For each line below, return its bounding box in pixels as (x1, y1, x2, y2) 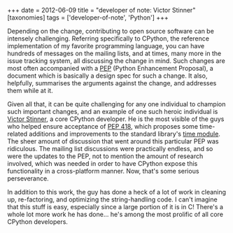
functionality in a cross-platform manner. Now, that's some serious (7, 167, 199, 175)
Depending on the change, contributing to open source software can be (7, 27, 215, 35)
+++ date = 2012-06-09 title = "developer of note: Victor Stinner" (7, 6, 196, 14)
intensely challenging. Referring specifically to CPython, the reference (7, 34, 210, 43)
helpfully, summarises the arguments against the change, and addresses (7, 79, 217, 87)
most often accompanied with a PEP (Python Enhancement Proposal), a (7, 64, 213, 72)
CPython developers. (7, 218, 69, 226)
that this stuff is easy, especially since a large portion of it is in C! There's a (7, 203, 224, 211)
